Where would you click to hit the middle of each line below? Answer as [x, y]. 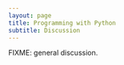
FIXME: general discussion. [53, 53]
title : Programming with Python [62, 23]
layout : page [30, 15]
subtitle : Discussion [44, 30]
